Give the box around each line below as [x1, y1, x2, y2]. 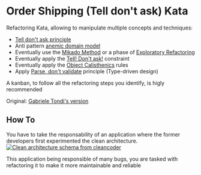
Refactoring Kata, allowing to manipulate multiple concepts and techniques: [6, 24, 193, 31]
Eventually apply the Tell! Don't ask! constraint [14, 55, 130, 62]
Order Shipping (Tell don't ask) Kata [6, 4, 188, 18]
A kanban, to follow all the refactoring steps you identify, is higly [6, 79, 165, 87]
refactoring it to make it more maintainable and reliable [6, 161, 141, 169]
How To [6, 115, 35, 125]
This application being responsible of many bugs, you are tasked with [6, 155, 178, 162]
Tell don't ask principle [14, 35, 71, 43]
